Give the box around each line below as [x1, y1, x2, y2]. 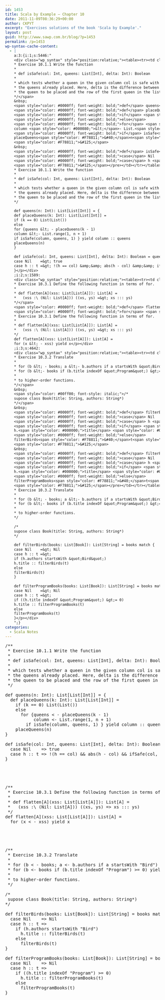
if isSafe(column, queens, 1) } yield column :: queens [14, 236, 131, 241]
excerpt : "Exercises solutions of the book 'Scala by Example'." [5, 26, 141, 31]
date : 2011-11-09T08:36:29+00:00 [5, 16, 74, 21]
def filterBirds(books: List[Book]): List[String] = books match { [14, 542, 155, 548]
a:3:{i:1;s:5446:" [14, 53, 52, 58]
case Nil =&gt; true [14, 259, 63, 264]
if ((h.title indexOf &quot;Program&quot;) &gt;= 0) [14, 597, 124, 602]
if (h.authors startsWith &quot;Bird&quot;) [14, 556, 107, 561]
